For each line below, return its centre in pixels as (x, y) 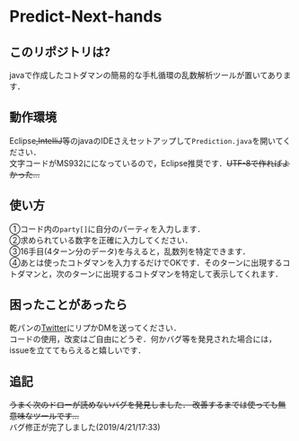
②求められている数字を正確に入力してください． (101, 240)
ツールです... (56, 416)
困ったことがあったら (68, 305)
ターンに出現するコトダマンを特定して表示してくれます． (177, 273)
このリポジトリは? (60, 52)
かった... (25, 174)
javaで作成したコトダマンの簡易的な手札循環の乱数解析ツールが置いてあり (146, 75)
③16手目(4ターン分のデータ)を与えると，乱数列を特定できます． (130, 251)
